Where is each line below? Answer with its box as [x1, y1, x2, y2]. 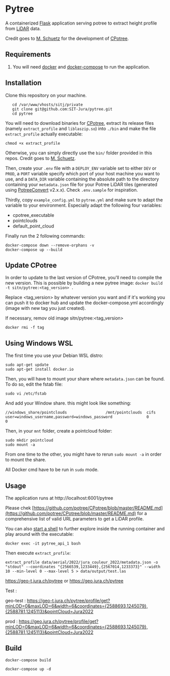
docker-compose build [5, 658, 51, 663]
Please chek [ [5, 505, 34, 511]
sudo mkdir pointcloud [5, 438, 53, 443]
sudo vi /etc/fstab [5, 391, 47, 396]
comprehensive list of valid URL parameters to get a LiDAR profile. [5, 516, 144, 522]
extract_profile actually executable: [5, 131, 83, 137]
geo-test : [5, 598, 26, 603]
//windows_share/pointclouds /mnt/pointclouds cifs [5, 410, 156, 415]
